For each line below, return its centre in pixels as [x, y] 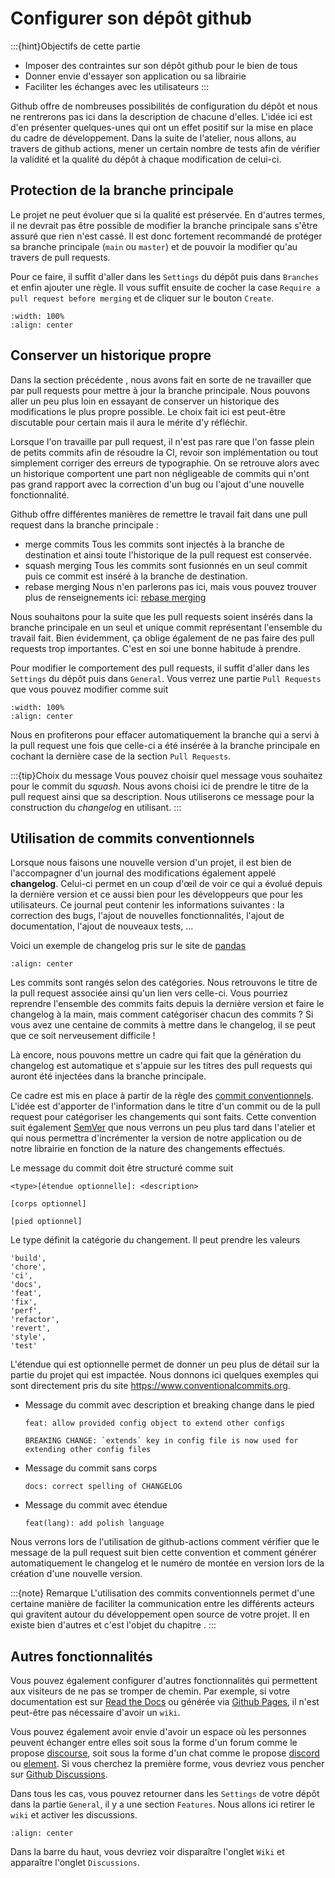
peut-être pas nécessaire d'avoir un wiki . [95, 1713]
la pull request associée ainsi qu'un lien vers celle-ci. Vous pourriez [149, 993]
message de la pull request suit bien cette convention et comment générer [163, 1553]
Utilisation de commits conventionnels [132, 838]
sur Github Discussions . [59, 1774]
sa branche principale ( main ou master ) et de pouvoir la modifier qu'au [154, 246]
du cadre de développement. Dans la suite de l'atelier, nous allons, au [153, 138]
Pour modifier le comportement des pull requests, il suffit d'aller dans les [160, 668]
